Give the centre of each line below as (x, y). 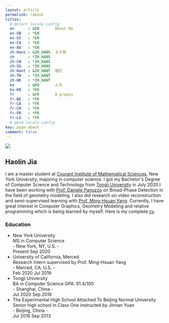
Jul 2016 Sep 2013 (32, 316)
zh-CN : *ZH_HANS (30, 62)
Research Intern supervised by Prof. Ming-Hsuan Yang (69, 262)
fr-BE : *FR (24, 99)
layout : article (22, 10)
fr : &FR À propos (41, 94)
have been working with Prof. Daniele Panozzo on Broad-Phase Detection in (84, 190)
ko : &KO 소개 (36, 85)
